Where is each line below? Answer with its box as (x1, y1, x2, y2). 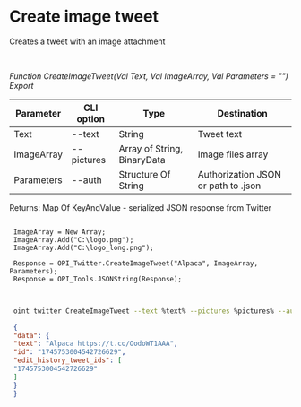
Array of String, (118, 142, 184, 154)
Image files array (197, 148, 269, 160)
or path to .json (197, 179, 262, 192)
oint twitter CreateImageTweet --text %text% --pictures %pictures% (13, 307, 275, 316)
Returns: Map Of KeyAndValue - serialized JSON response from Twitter (9, 202, 271, 212)
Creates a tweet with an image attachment (9, 36, 166, 47)
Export (9, 80, 34, 91)
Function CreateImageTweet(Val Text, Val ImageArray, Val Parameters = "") (9, 70, 289, 82)
